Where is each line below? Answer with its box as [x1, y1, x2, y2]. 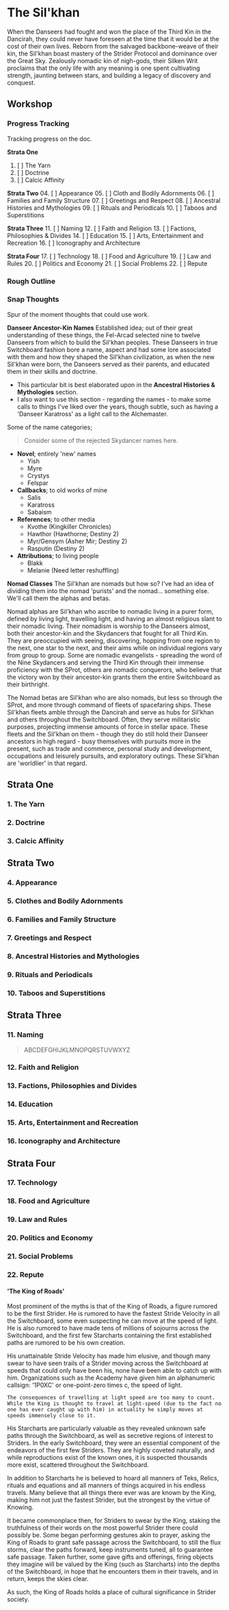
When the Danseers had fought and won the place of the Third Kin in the [7, 27, 212, 36]
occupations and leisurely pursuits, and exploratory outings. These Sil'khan [7, 752, 219, 760]
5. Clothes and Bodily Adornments [7, 896, 124, 906]
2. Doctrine [7, 818, 45, 828]
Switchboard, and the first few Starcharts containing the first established [7, 1332, 212, 1340]
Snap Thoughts [7, 295, 59, 304]
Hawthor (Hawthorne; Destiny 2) [27, 529, 120, 538]
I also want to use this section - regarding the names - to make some [16, 395, 211, 403]
